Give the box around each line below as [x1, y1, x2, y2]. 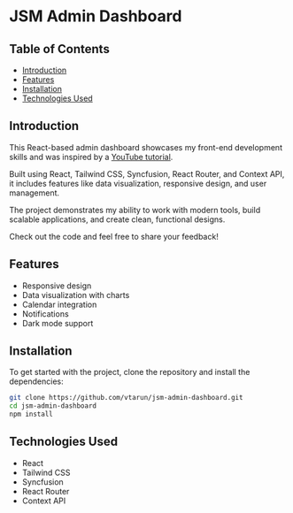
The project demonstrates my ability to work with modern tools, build [9, 204, 261, 215]
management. [9, 188, 60, 198]
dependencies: [9, 376, 64, 387]
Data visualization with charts [21, 289, 130, 300]
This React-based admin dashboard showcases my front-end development [9, 142, 283, 152]
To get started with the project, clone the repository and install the [9, 367, 251, 378]
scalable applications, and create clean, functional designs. [9, 214, 226, 225]
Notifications [21, 308, 69, 319]
